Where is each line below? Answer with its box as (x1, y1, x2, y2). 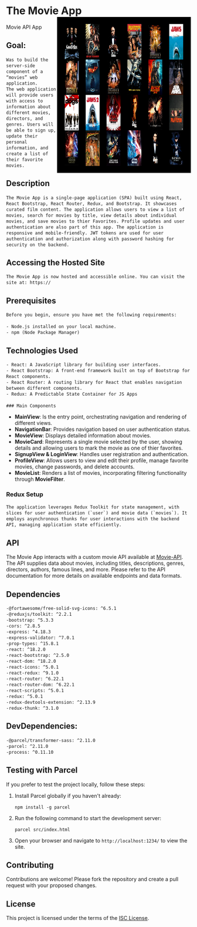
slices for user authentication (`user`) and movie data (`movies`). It (6, 510, 188, 516)
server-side (6, 63, 35, 69)
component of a (6, 69, 43, 75)
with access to (6, 98, 43, 104)
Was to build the (6, 57, 49, 63)
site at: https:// (6, 280, 51, 286)
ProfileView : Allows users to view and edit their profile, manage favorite (14, 457, 189, 464)
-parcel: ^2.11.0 (6, 743, 49, 749)
